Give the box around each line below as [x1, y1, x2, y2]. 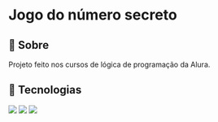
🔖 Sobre [8, 38, 50, 52]
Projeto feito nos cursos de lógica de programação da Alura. [8, 59, 211, 69]
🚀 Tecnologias [8, 83, 82, 97]
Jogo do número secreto [8, 6, 177, 24]
